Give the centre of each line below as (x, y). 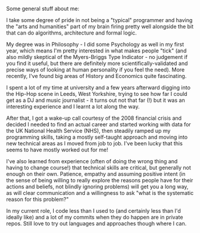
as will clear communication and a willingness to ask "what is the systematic (100, 193)
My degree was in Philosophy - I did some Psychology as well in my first (95, 44)
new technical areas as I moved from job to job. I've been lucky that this (95, 143)
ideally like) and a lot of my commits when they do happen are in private (95, 217)
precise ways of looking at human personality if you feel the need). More (96, 70)
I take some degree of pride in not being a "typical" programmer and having (99, 20)
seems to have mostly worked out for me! (57, 150)
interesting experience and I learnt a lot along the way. (73, 106)
